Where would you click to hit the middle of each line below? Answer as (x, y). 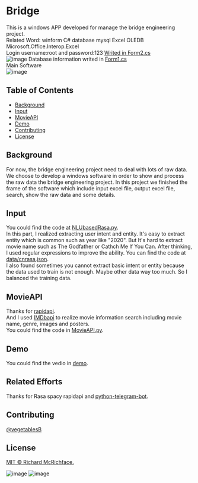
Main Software (24, 65)
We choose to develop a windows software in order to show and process (95, 175)
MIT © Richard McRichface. (40, 462)
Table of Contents (40, 90)
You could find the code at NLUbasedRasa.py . (62, 228)
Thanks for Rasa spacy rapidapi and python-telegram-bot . (77, 396)
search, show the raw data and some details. (61, 195)
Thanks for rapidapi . (31, 311)
